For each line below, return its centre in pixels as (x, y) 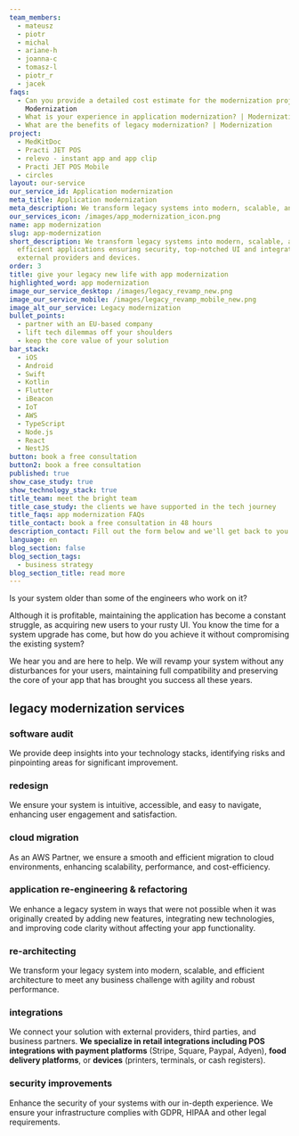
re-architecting (43, 951)
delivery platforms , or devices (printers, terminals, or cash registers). (137, 1060)
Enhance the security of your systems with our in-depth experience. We (141, 1103)
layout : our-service (48, 184)
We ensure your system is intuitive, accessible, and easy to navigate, (136, 805)
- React (32, 440)
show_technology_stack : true (63, 490)
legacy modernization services (97, 708)
